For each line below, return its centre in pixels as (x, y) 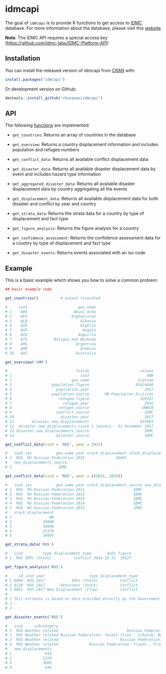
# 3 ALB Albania (51, 321)
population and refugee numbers (46, 150)
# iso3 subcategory (32, 626)
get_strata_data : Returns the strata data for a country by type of (78, 213)
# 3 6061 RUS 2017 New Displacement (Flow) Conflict (72, 590)
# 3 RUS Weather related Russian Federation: (84, 640)
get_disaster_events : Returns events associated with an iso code (79, 253)
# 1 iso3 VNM (79, 376)
